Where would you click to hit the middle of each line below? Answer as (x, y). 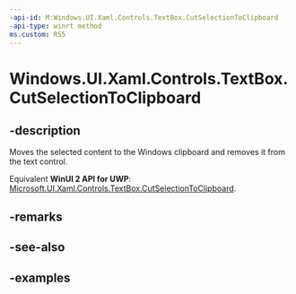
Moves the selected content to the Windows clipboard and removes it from (147, 152)
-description (45, 130)
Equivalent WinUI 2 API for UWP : (70, 179)
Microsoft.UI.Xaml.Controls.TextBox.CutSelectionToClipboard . (123, 188)
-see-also (37, 247)
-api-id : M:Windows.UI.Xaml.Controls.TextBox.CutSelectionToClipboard (144, 17)
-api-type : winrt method (56, 26)
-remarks (36, 216)
